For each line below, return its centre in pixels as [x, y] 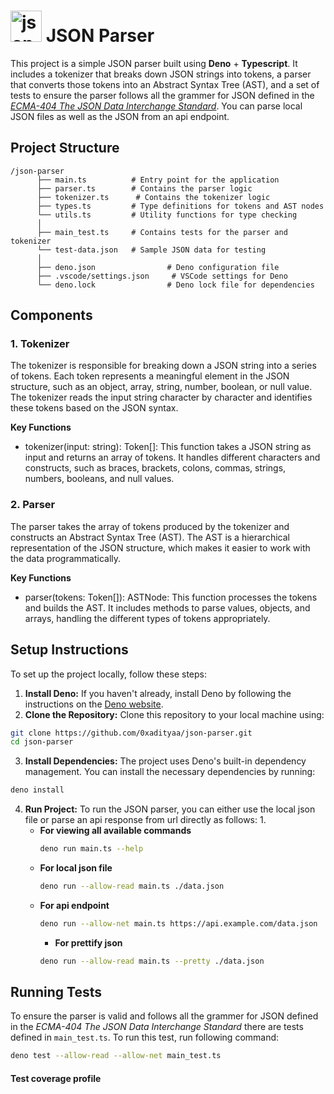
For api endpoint [74, 905]
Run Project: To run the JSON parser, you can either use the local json [170, 809]
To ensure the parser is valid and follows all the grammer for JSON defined [164, 1016]
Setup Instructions [69, 650]
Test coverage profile [56, 1078]
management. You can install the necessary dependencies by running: [170, 772]
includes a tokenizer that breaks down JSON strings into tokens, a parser [161, 74]
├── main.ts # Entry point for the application [158, 180]
